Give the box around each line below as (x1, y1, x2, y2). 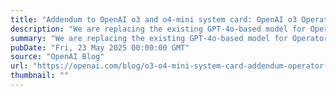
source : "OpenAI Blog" (10, 52, 105, 62)
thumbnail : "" (10, 71, 70, 81)
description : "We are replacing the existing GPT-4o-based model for (10, 24, 307, 34)
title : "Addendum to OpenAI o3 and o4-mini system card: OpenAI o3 (10, 14, 298, 25)
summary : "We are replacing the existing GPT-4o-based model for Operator (10, 33, 329, 43)
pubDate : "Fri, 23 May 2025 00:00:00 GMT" (10, 42, 190, 53)
